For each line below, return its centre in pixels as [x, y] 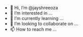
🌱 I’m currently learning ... [37, 18]
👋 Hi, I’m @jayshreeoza [34, 8]
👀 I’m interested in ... [31, 13]
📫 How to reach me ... [33, 29]
